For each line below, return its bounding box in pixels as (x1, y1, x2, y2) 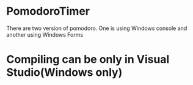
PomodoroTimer (6, 4, 90, 18)
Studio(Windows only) (6, 65, 123, 79)
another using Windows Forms (6, 31, 84, 38)
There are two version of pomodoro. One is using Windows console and (6, 24, 188, 32)
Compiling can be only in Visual (6, 53, 170, 67)
